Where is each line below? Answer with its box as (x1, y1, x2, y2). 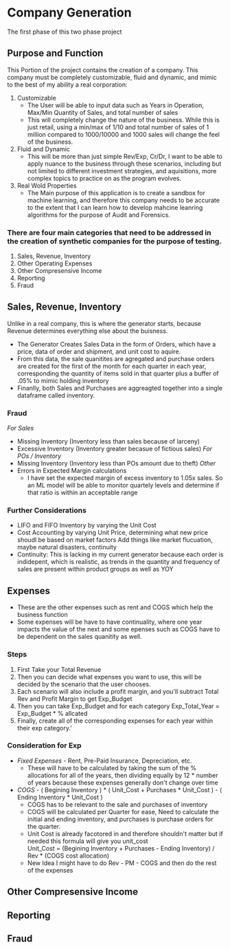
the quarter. (27, 822, 60, 830)
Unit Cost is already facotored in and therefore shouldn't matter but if (27, 829, 223, 838)
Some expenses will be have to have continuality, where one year (16, 618, 203, 626)
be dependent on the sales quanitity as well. (16, 633, 142, 641)
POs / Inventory (16, 452, 62, 460)
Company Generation (7, 5, 132, 21)
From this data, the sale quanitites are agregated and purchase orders (16, 354, 215, 362)
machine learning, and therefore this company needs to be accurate (27, 196, 220, 204)
